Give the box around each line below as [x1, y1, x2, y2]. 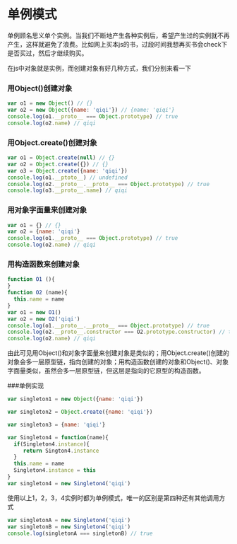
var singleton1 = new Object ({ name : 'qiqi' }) [7, 395, 143, 403]
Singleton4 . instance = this [13, 467, 97, 474]
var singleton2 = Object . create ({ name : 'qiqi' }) [7, 408, 153, 415]
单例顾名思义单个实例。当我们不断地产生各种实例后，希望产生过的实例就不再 [7, 31, 230, 40]
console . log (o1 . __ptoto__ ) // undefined [7, 174, 128, 181]
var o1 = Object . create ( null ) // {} [7, 154, 115, 161]
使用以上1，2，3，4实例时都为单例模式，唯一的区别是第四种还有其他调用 [7, 493, 219, 502]
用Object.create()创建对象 [7, 137, 97, 147]
